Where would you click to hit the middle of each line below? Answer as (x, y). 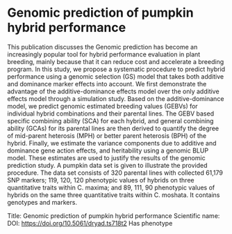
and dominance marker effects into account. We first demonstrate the (107, 84)
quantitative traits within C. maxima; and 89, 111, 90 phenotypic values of (111, 187)
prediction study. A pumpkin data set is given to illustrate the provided (107, 165)
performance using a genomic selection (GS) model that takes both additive (116, 76)
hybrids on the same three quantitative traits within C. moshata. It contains (114, 195)
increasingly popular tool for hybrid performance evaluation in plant (104, 54)
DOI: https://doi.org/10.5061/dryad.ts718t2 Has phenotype (90, 223)
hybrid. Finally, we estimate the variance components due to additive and (112, 143)
